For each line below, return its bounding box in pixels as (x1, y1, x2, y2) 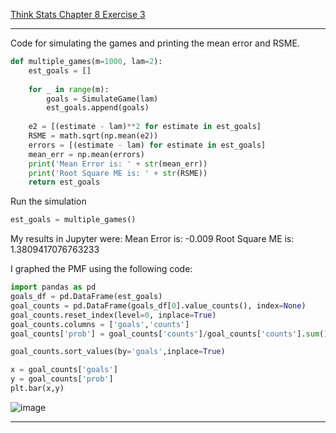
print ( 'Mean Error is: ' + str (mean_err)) (28, 159, 208, 169)
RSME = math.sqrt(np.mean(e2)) (28, 131, 159, 141)
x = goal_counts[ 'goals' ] (10, 365, 118, 375)
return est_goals (28, 177, 101, 188)
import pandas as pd (10, 282, 97, 293)
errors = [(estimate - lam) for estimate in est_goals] (28, 140, 267, 150)
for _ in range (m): (28, 84, 110, 94)
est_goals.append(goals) (46, 103, 150, 113)
